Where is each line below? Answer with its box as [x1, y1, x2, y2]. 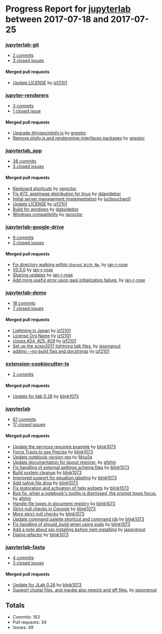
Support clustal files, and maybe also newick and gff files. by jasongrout [12, 587, 157, 593]
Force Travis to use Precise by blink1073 [12, 449, 94, 454]
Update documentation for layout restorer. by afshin [12, 459, 116, 465]
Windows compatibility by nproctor [12, 211, 83, 217]
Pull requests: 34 [12, 619, 47, 625]
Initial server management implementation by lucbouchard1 [12, 196, 131, 201]
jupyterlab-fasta [5, 543, 45, 550]
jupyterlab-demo [5, 290, 47, 296]
